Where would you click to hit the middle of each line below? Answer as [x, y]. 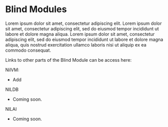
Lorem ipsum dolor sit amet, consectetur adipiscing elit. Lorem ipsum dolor [83, 23]
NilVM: [12, 70]
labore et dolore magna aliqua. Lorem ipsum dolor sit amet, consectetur [80, 34]
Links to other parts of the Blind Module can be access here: [69, 60]
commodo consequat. [28, 50]
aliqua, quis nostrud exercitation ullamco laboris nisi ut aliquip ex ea [76, 45]
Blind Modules [36, 9]
